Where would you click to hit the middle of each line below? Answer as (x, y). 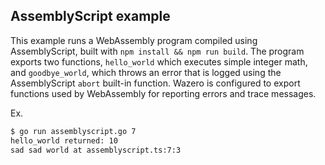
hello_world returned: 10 (64, 140)
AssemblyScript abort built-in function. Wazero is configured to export (155, 83)
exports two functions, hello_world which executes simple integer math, (159, 61)
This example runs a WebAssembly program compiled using (134, 40)
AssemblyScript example (90, 16)
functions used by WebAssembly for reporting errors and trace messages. (163, 93)
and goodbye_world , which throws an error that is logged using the (146, 72)
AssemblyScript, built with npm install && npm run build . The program (157, 51)
